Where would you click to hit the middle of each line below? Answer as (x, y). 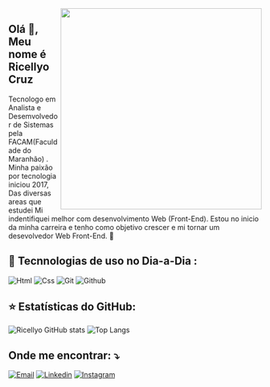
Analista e (25, 107)
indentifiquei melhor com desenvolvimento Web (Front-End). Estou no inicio (134, 218)
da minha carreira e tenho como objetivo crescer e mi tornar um (114, 227)
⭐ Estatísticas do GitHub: (72, 307)
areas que (25, 201)
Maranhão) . (29, 159)
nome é (27, 54)
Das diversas (30, 193)
